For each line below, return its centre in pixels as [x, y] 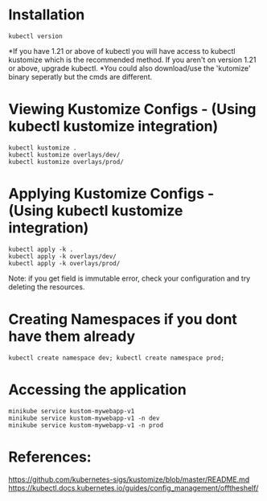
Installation [47, 15]
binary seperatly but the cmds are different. [80, 76]
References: [50, 457]
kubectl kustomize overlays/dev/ [64, 154]
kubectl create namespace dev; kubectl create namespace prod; [117, 358]
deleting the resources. [47, 286]
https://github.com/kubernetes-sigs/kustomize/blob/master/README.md [129, 479]
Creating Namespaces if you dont [123, 319]
